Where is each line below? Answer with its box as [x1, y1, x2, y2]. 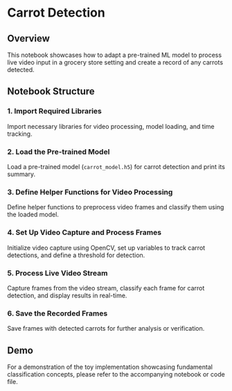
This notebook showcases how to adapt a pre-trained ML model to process [7, 51, 222, 59]
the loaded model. [7, 210, 59, 219]
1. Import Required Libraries [7, 106, 102, 116]
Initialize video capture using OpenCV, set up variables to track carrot [7, 243, 206, 252]
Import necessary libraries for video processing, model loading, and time [7, 122, 215, 130]
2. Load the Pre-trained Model [7, 147, 110, 157]
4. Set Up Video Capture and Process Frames [7, 227, 161, 237]
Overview [7, 33, 51, 44]
